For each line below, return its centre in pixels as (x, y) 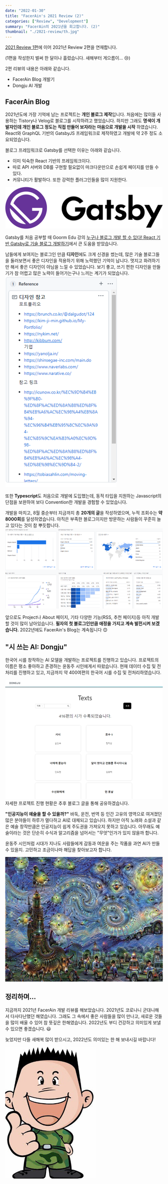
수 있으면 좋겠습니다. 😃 (28, 1028)
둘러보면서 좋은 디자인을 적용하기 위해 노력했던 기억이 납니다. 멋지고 (76, 260)
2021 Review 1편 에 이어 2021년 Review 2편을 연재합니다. (61, 47)
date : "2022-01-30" (25, 11)
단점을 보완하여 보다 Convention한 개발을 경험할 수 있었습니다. (66, 502)
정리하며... (21, 997)
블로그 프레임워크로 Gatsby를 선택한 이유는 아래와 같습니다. (63, 150)
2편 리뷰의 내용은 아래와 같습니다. (38, 69)
